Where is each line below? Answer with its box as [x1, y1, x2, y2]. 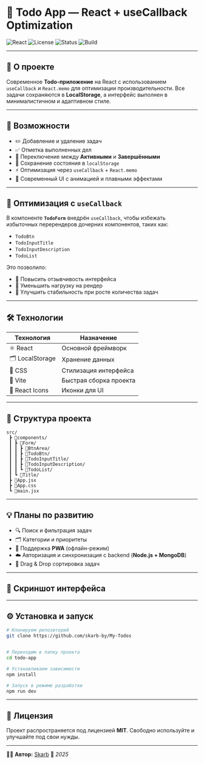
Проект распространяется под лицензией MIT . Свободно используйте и [6, 727, 195, 734]
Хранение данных [61, 355, 115, 364]
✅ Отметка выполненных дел [15, 146, 92, 153]
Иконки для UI [61, 386, 104, 395]
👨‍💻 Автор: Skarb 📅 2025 [6, 751, 69, 758]
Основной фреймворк [61, 344, 127, 352]
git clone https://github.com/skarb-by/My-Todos [6, 633, 132, 639]
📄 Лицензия [6, 710, 53, 721]
